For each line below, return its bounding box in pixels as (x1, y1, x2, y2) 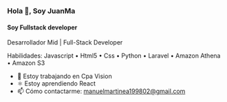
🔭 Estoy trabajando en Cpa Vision (17, 72, 112, 81)
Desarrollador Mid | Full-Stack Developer (7, 38, 123, 47)
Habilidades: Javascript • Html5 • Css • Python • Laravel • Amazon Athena (7, 51, 221, 60)
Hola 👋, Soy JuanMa (7, 6, 76, 16)
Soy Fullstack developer (7, 23, 78, 31)
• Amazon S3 (7, 59, 45, 67)
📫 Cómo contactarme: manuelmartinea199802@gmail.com (17, 87, 186, 95)
